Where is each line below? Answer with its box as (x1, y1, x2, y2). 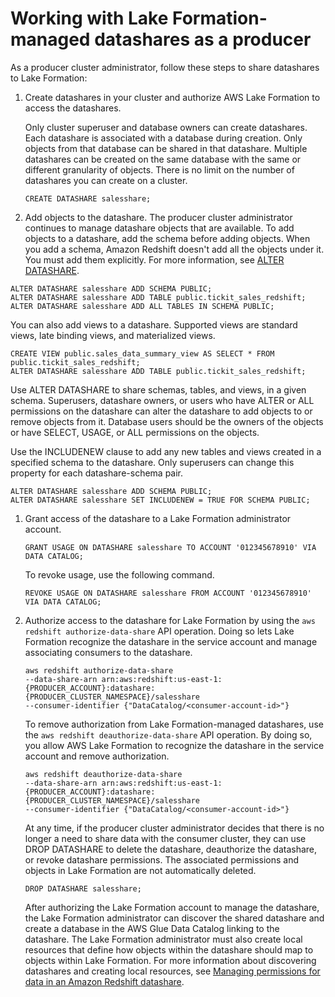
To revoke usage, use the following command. (24, 568, 215, 581)
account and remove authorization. (24, 750, 170, 762)
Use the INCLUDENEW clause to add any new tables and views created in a (10, 445, 322, 457)
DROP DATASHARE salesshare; (24, 883, 142, 894)
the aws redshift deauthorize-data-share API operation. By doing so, (24, 728, 313, 741)
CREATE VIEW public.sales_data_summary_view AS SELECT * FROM (10, 348, 275, 359)
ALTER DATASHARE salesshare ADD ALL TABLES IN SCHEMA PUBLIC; (10, 301, 275, 311)
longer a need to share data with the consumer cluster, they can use (24, 832, 307, 844)
